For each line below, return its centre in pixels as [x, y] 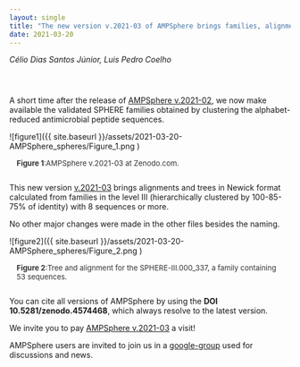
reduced [25, 119]
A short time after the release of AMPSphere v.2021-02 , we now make [138, 100]
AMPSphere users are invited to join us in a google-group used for [131, 346]
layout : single [37, 17]
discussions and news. [51, 355]
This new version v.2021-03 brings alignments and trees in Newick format [145, 188]
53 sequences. [42, 277]
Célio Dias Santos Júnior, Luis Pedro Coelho [91, 60]
